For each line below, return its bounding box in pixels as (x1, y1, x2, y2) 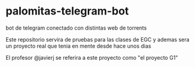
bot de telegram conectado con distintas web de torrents (5, 24, 147, 31)
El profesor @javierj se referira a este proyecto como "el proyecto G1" (5, 54, 178, 61)
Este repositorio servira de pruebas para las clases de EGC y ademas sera (5, 36, 190, 43)
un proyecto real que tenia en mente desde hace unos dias (5, 42, 152, 49)
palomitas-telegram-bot (5, 4, 129, 18)
